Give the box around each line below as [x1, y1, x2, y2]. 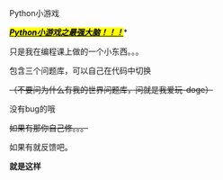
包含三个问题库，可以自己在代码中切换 [9, 66, 151, 76]
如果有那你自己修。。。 [9, 122, 88, 133]
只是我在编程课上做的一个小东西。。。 [9, 46, 144, 57]
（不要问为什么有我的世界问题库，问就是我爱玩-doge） [9, 85, 214, 94]
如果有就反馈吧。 [9, 142, 73, 152]
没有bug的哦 [9, 103, 56, 114]
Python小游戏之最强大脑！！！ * [9, 27, 128, 38]
